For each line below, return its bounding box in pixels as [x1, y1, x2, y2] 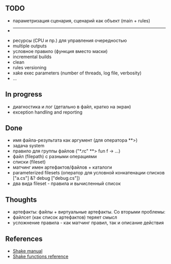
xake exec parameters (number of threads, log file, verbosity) [12, 70, 141, 76]
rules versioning [12, 64, 47, 70]
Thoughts [5, 195, 37, 204]
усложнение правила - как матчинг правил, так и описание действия [12, 220, 164, 226]
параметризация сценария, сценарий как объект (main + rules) [12, 17, 151, 23]
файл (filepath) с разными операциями [12, 153, 97, 160]
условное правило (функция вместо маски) [12, 48, 108, 54]
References [5, 234, 43, 243]
